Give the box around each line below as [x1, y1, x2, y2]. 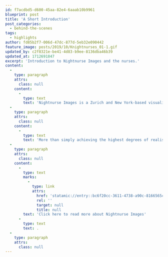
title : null [36, 207, 61, 212]
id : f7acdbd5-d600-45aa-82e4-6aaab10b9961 [5, 7, 95, 12]
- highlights [9, 35, 37, 40]
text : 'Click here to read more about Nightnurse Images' [23, 212, 146, 217]
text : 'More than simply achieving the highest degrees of [23, 137, 149, 142]
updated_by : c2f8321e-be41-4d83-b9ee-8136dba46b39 [5, 49, 113, 54]
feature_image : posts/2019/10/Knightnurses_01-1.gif [5, 44, 117, 49]
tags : [5, 30, 16, 35]
